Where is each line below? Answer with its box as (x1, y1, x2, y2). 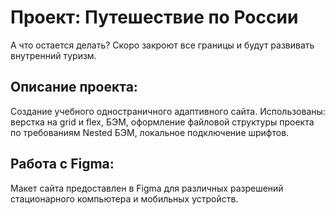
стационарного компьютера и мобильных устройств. (10, 192, 239, 205)
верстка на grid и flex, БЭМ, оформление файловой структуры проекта (10, 116, 315, 128)
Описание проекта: (10, 79, 138, 96)
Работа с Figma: (10, 156, 115, 173)
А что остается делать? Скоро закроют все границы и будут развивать (10, 39, 315, 51)
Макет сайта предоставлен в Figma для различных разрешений (10, 182, 284, 194)
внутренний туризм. (10, 49, 97, 61)
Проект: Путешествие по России (10, 6, 299, 29)
